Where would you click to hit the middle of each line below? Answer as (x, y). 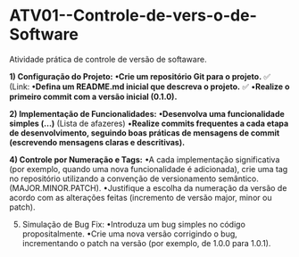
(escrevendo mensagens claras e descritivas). (97, 142)
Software (44, 34)
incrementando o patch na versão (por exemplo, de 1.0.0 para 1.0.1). (146, 243)
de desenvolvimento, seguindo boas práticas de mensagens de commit (145, 133)
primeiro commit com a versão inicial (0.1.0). (93, 96)
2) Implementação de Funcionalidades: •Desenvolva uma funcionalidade (147, 113)
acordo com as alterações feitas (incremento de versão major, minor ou (141, 197)
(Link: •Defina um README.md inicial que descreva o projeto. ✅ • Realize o (149, 87)
